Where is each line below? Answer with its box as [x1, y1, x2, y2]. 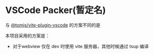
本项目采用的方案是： [5, 32, 50, 38]
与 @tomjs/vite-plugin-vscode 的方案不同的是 [5, 22, 100, 28]
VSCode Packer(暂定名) [5, 4, 106, 16]
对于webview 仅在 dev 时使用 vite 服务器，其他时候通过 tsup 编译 [12, 43, 149, 49]
